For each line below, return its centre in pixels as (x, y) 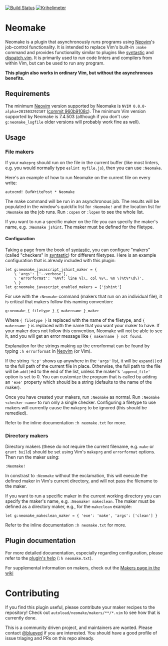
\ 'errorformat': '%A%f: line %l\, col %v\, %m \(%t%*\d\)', (79, 278)
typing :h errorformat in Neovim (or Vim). (48, 351)
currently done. (21, 617)
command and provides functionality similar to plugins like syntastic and (79, 52)
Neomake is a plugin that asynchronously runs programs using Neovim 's (80, 42)
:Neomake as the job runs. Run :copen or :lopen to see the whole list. (74, 212)
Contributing (32, 593)
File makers (19, 152)
